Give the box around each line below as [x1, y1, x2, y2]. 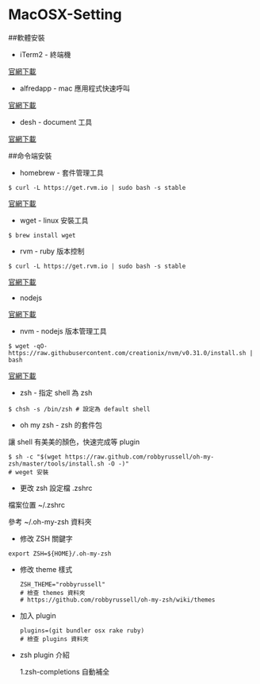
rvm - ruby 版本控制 [19, 246, 85, 256]
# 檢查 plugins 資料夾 [19, 635, 89, 643]
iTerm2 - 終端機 [19, 49, 71, 59]
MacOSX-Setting [8, 6, 122, 24]
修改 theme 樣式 [19, 564, 73, 574]
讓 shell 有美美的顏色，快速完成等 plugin [8, 437, 140, 446]
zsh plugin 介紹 [19, 650, 70, 659]
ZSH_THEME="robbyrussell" [19, 580, 105, 589]
